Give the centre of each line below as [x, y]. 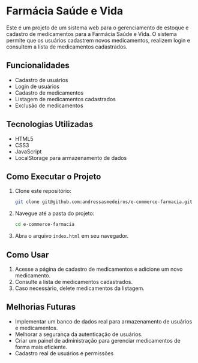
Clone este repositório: [43, 191]
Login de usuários [37, 86]
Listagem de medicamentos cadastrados [65, 99]
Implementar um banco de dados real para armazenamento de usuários [103, 321]
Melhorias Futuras [41, 307]
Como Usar [28, 255]
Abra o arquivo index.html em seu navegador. [72, 236]
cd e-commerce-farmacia [45, 225]
